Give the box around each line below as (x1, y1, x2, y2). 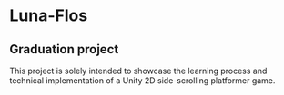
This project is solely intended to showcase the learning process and (9, 65, 268, 76)
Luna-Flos (9, 5, 88, 26)
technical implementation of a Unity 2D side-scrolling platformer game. (9, 75, 276, 86)
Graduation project (9, 42, 119, 57)
